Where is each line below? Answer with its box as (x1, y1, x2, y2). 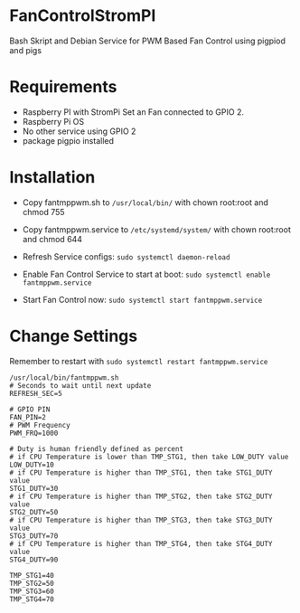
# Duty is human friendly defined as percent (9, 444, 183, 453)
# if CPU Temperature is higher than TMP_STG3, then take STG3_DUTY (9, 515, 273, 524)
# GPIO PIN (9, 404, 51, 414)
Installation (9, 167, 96, 188)
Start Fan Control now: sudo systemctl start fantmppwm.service (22, 294, 263, 305)
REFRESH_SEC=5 (9, 389, 63, 398)
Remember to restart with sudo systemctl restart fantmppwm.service (9, 355, 268, 366)
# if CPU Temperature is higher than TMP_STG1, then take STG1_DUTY (9, 467, 273, 477)
